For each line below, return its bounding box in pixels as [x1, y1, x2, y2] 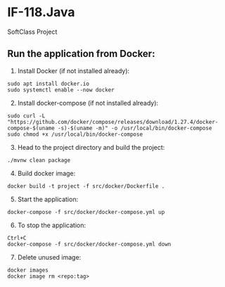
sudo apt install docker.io [7, 80, 90, 87]
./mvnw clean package [7, 156, 71, 164]
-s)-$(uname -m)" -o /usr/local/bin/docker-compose [57, 125, 212, 132]
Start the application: [17, 195, 79, 203]
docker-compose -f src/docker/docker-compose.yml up [7, 208, 165, 215]
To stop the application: [17, 221, 86, 229]
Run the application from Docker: [7, 48, 155, 60]
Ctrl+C [7, 234, 27, 241]
